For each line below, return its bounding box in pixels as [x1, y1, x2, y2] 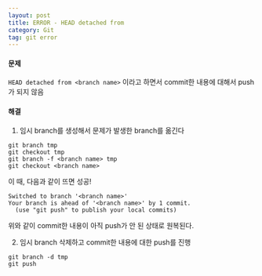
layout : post [8, 11, 51, 20]
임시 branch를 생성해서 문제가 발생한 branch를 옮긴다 [19, 125, 184, 135]
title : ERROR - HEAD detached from [8, 19, 125, 27]
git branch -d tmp [8, 252, 68, 261]
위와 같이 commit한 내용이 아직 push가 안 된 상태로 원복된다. [8, 220, 195, 230]
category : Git [8, 26, 55, 34]
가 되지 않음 [8, 87, 45, 96]
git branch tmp [8, 141, 58, 149]
